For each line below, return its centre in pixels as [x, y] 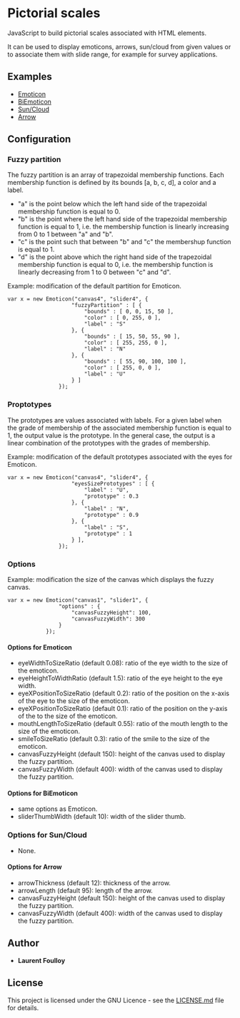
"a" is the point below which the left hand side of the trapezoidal [112, 204]
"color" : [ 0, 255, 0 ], [122, 318]
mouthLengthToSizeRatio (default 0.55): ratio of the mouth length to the [123, 724]
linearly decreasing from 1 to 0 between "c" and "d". [94, 272]
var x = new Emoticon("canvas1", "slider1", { [78, 600]
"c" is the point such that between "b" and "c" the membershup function [124, 242]
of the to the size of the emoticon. [67, 716]
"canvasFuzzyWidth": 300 [108, 619]
